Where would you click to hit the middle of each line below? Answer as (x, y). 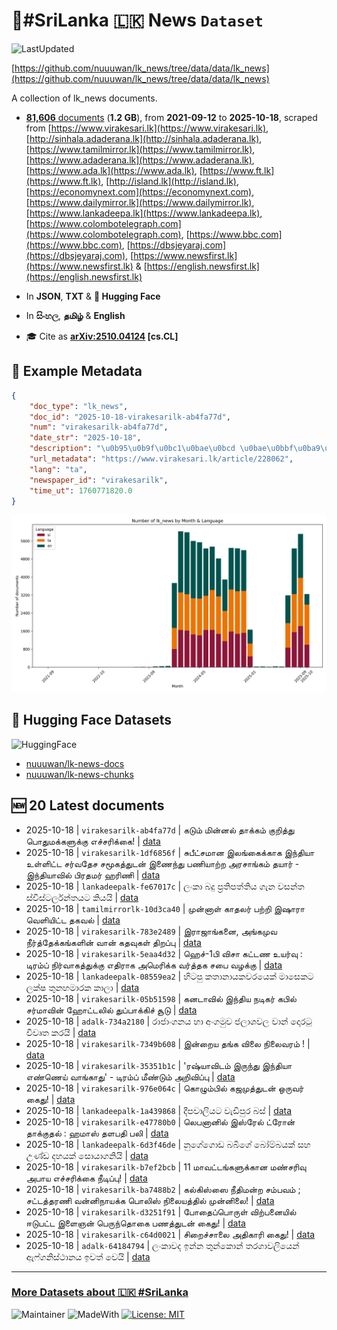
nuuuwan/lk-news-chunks (79, 774)
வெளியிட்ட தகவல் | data (73, 920)
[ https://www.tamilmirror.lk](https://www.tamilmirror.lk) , (140, 149)
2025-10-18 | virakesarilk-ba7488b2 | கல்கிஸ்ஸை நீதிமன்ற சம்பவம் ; (163, 1189)
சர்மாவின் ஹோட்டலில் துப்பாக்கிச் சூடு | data (111, 1010)
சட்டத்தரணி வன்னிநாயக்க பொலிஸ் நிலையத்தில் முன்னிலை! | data (150, 1200)
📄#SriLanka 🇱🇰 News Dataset (137, 20)
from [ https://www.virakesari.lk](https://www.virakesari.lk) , (147, 128)
